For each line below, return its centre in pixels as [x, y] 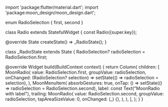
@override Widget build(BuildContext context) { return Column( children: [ [82, 67]
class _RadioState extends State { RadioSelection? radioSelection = [75, 52]
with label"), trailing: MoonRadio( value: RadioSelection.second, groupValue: [85, 94]
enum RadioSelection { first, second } [44, 22]
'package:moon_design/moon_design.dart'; [51, 13]
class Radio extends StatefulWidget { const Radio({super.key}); [71, 32]
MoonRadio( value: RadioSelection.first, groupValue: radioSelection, [76, 72]
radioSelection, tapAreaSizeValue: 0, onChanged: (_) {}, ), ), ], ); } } [74, 99]
